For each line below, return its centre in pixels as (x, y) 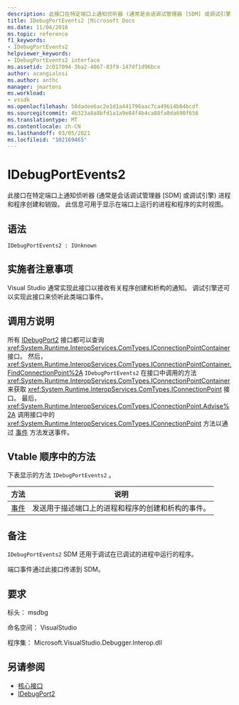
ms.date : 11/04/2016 (38, 27)
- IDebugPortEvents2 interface (54, 60)
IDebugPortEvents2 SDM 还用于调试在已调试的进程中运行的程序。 (102, 554)
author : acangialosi (38, 73)
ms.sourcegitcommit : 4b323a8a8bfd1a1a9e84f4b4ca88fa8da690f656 (103, 113)
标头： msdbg (28, 613)
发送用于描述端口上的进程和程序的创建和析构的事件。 (122, 508)
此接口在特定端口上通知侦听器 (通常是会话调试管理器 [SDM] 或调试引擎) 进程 (119, 196)
